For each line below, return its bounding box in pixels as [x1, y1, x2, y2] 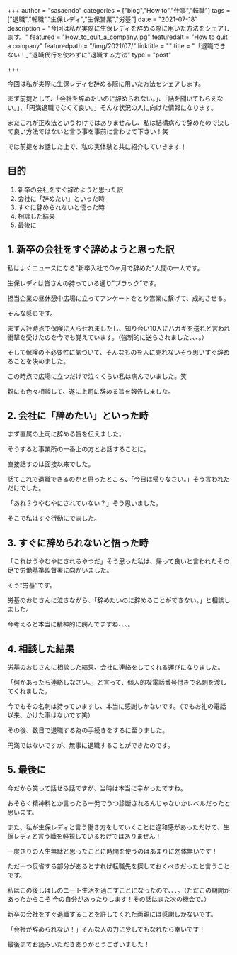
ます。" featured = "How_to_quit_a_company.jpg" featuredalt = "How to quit [7, 33, 228, 41]
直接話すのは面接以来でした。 [7, 460, 94, 468]
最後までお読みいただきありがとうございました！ [7, 939, 150, 949]
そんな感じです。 [7, 309, 57, 317]
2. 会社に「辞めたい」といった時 [7, 410, 149, 422]
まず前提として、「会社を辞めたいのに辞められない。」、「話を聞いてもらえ [7, 94, 217, 103]
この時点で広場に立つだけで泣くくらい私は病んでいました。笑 [7, 372, 187, 380]
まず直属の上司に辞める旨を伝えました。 [7, 430, 125, 438]
